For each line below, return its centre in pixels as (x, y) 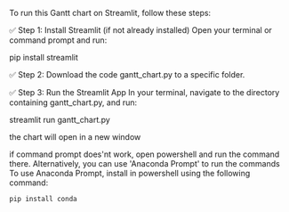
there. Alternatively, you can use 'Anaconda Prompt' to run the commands (144, 163)
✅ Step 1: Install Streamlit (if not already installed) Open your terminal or (141, 30)
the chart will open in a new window (75, 137)
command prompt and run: (58, 40)
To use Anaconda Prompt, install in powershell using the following (130, 173)
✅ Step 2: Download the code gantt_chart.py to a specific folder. (127, 74)
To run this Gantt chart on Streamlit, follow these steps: (110, 13)
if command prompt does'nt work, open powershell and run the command (144, 154)
